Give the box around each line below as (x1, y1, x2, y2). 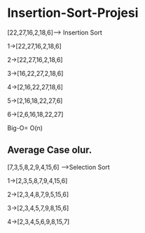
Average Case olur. (7, 144, 92, 156)
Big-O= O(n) (7, 123, 43, 132)
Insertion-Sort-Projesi (7, 5, 139, 21)
